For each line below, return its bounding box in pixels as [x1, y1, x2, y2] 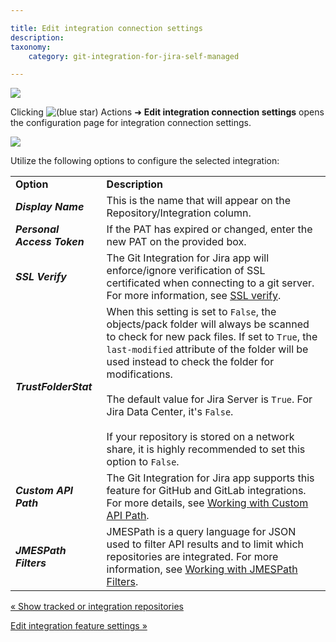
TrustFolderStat [15, 380, 93, 394]
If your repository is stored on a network [106, 430, 295, 444]
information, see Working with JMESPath [106, 562, 298, 576]
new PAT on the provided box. [106, 235, 247, 249]
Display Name [15, 200, 85, 214]
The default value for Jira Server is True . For [106, 392, 313, 406]
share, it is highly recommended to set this [106, 442, 306, 456]
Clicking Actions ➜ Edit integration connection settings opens [10, 106, 325, 118]
